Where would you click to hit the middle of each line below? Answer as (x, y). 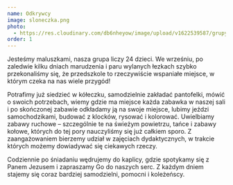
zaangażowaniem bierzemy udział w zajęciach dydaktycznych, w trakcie (111, 139)
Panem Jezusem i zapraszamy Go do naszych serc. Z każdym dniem (106, 167)
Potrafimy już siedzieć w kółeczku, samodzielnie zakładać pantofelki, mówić (116, 95)
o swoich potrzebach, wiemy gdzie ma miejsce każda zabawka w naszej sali (116, 102)
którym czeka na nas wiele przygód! (59, 81)
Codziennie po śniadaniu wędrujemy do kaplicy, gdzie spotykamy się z (108, 159)
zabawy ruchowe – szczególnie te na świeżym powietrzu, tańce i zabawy (112, 124)
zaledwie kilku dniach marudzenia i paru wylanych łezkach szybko (102, 67)
